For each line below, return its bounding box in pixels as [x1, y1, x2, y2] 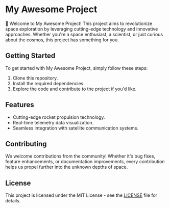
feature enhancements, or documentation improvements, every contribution [5, 159, 165, 165]
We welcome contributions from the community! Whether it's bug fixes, [5, 153, 156, 159]
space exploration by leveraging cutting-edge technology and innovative [5, 25, 158, 32]
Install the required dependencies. [12, 80, 85, 86]
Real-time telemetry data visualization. [12, 119, 94, 125]
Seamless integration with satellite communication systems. [12, 125, 139, 131]
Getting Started [5, 51, 56, 60]
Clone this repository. [12, 75, 58, 81]
